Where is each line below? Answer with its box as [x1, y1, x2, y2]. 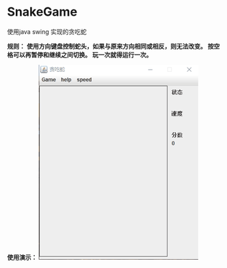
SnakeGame [7, 4, 77, 20]
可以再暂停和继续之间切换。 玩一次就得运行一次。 [12, 51, 152, 59]
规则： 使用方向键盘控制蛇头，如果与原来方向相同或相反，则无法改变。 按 [7, 42, 214, 50]
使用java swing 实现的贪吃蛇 [7, 27, 87, 36]
